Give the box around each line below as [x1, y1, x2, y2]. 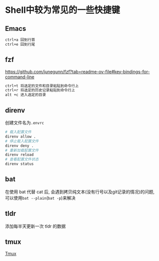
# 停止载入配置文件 [5, 139, 39, 144]
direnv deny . [5, 143, 34, 148]
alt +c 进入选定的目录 [5, 92, 46, 97]
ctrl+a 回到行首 [5, 37, 35, 42]
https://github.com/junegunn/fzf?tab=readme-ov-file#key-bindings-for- [5, 68, 150, 74]
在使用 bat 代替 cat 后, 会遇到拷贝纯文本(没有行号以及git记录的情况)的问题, [5, 189, 155, 195]
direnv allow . [5, 134, 36, 139]
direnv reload [5, 152, 34, 157]
